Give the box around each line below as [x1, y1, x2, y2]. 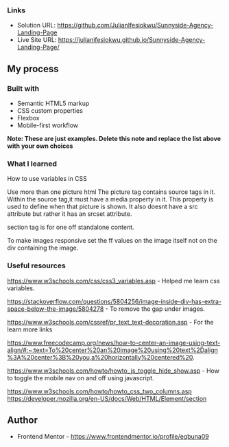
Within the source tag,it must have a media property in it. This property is [7, 195, 214, 204]
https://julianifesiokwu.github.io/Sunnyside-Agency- [58, 36, 206, 44]
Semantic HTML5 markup [16, 99, 90, 107]
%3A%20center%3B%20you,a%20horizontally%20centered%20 [7, 353, 193, 361]
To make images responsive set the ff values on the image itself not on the [7, 237, 217, 245]
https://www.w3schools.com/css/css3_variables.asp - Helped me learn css [7, 276, 221, 285]
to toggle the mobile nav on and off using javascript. [7, 373, 154, 382]
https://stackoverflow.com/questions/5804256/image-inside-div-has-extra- [7, 297, 221, 305]
